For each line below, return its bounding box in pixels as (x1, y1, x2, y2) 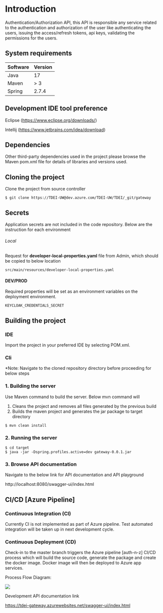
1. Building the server (5, 383, 56, 389)
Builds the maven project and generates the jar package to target (12, 408, 143, 414)
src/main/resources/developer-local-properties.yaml (5, 268, 114, 272)
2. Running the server (5, 434, 57, 441)
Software (7, 63, 29, 70)
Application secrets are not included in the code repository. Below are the (5, 222, 152, 227)
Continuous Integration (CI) (5, 510, 72, 517)
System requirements (5, 49, 72, 57)
